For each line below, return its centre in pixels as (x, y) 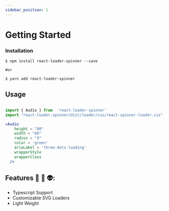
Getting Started (38, 35)
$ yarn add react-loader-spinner (40, 79)
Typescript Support (32, 193)
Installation (19, 50)
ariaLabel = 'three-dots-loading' (50, 148)
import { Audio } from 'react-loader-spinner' (56, 110)
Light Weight (26, 203)
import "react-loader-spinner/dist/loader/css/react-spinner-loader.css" (84, 115)
